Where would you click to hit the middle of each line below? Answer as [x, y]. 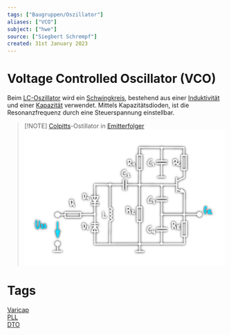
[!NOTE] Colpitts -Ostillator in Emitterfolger [84, 126]
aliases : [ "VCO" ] [32, 22]
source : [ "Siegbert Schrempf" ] [52, 37]
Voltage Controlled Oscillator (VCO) [112, 79]
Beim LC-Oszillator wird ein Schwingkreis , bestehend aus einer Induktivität [113, 98]
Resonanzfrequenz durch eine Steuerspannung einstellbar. [91, 113]
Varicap [18, 310]
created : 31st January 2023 [48, 44]
